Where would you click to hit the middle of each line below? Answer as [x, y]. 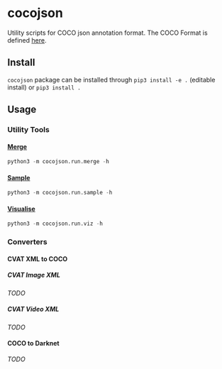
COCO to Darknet [33, 343]
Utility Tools [28, 130]
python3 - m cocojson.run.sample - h [60, 193]
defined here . [27, 40]
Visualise [21, 209]
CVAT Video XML [33, 309]
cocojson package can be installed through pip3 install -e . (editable [111, 79]
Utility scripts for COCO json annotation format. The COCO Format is [107, 33]
